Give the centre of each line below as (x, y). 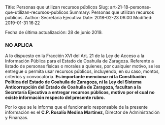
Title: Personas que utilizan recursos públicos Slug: (57, 7)
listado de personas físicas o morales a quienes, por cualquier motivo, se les (83, 66)
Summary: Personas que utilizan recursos (112, 12)
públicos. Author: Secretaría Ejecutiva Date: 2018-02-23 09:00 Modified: (79, 17)
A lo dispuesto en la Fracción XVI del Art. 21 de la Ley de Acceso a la (75, 56)
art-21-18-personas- (131, 7)
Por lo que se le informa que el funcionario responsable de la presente (76, 107)
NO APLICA (19, 45)
